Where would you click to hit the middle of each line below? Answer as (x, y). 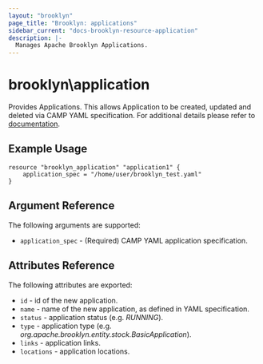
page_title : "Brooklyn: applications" (73, 23)
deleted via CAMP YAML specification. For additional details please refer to (132, 116)
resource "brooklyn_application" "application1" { (94, 167)
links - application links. (60, 342)
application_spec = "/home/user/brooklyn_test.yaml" (112, 174)
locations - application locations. (75, 351)
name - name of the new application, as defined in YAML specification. (135, 309)
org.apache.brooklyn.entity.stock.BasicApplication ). (106, 334)
